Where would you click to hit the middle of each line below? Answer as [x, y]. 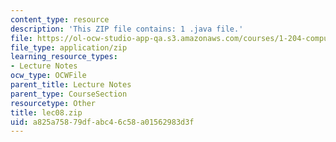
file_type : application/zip [69, 47]
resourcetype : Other [53, 103]
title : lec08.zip [46, 112]
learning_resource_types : [64, 57]
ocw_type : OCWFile [48, 76]
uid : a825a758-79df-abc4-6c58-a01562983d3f [102, 122]
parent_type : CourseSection [69, 94]
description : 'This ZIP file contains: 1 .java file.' [127, 29]
